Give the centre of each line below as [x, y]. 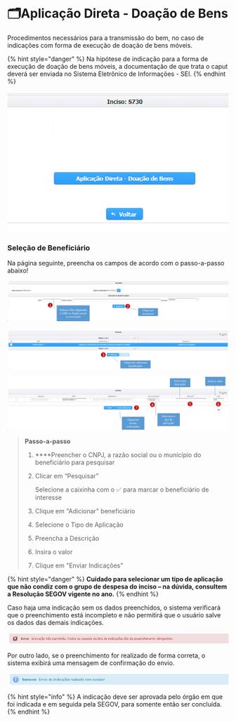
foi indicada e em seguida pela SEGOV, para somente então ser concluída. [115, 704]
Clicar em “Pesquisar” [67, 476]
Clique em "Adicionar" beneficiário [85, 511]
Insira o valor [54, 552]
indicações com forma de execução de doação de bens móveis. [100, 45]
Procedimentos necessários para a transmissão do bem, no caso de [106, 38]
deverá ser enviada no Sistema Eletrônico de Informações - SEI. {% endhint [117, 74]
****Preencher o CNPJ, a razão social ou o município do [118, 455]
